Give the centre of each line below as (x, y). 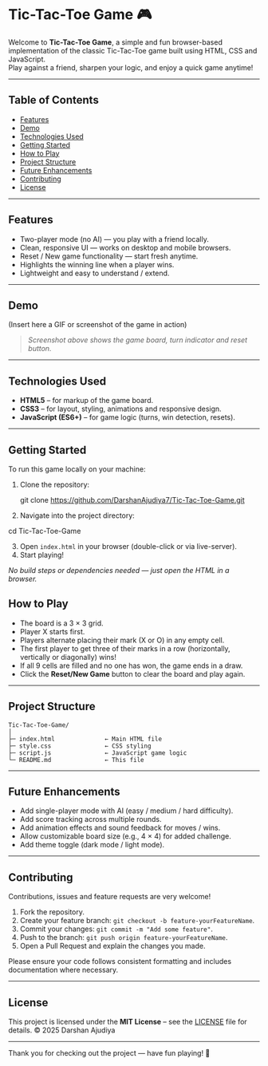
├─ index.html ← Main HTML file (85, 739)
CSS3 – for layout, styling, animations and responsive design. (120, 409)
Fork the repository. (52, 912)
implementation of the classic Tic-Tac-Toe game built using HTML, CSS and (133, 50)
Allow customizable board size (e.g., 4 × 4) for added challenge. (125, 836)
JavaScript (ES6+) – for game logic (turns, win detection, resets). (127, 417)
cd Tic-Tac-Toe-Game (45, 531)
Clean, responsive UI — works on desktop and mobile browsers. (125, 247)
